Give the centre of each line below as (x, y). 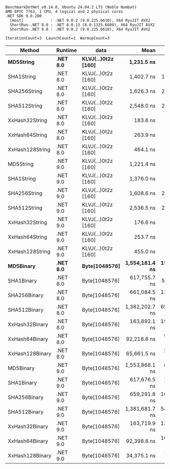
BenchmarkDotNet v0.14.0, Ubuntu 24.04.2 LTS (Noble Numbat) (71, 7)
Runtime (67, 50)
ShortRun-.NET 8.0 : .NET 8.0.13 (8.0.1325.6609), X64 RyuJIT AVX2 (82, 25)
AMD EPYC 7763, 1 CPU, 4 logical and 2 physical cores (64, 12)
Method (30, 50)
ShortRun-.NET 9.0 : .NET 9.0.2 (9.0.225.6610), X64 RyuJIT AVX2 (80, 29)
